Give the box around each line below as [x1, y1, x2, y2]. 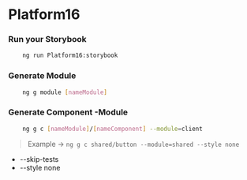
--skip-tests [19, 154, 59, 163]
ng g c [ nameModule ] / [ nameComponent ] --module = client [22, 125, 203, 133]
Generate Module [8, 70, 77, 81]
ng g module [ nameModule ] [22, 88, 108, 96]
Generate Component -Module [8, 107, 129, 118]
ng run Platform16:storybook [22, 51, 118, 60]
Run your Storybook [8, 34, 87, 45]
